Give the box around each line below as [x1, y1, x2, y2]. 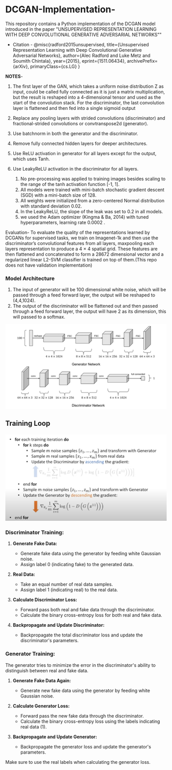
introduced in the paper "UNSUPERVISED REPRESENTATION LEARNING [5, 26, 157, 32]
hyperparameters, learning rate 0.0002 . [20, 219, 105, 226]
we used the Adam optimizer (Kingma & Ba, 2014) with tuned [20, 214, 149, 220]
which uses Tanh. [12, 156, 50, 162]
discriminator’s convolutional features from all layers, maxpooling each [5, 240, 155, 246]
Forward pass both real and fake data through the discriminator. [20, 607, 155, 613]
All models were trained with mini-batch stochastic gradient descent [20, 186, 165, 193]
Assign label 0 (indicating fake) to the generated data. [20, 561, 134, 568]
